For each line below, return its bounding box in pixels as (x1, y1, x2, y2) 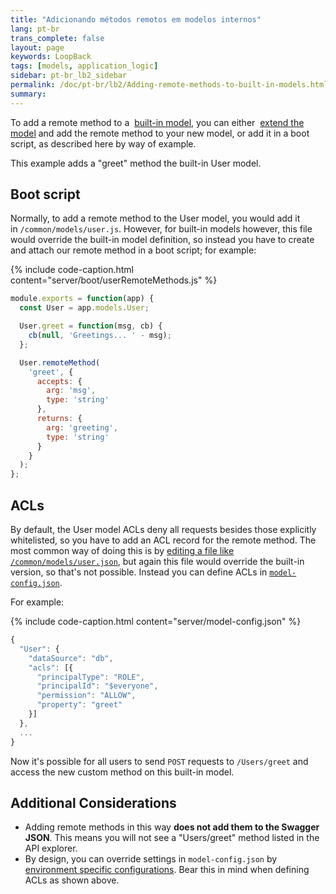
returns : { (36, 414, 83, 424)
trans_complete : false (10, 33, 105, 43)
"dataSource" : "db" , (28, 653, 114, 663)
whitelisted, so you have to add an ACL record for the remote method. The (10, 534, 317, 546)
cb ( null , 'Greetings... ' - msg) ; (28, 331, 172, 341)
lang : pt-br (10, 24, 60, 34)
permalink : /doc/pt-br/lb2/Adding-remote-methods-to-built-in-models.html (10, 80, 329, 90)
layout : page (10, 42, 65, 53)
